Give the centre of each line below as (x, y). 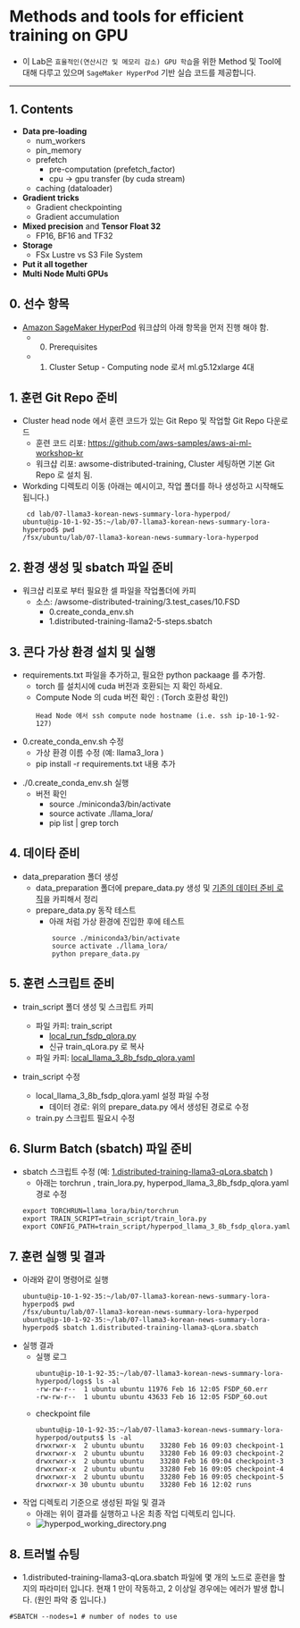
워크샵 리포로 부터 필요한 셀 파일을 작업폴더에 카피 (109, 591)
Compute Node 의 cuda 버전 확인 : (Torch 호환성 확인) (132, 697)
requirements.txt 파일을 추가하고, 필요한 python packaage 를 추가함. (144, 675)
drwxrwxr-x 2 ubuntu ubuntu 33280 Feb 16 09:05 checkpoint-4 (159, 1469)
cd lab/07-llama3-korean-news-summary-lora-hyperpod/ (129, 515)
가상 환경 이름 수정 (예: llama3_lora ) (100, 752)
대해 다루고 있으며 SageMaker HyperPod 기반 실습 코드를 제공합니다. (139, 72)
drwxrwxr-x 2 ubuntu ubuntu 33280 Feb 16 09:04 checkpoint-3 (159, 1462)
